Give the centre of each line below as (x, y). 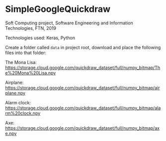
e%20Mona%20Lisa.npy (31, 72)
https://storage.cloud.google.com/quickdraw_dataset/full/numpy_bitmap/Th (83, 68)
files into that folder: (26, 53)
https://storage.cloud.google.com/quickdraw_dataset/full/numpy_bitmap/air (83, 87)
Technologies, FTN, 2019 (31, 28)
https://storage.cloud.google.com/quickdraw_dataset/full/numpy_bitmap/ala (83, 108)
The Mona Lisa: (21, 62)
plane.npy (15, 93)
